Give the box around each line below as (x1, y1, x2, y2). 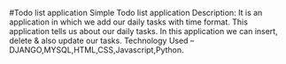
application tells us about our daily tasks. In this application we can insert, (9, 26, 278, 36)
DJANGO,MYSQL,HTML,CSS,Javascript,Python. (9, 45, 184, 55)
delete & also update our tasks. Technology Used (9, 35, 189, 46)
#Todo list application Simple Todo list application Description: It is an (9, 8, 263, 18)
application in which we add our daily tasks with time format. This (9, 17, 248, 27)
